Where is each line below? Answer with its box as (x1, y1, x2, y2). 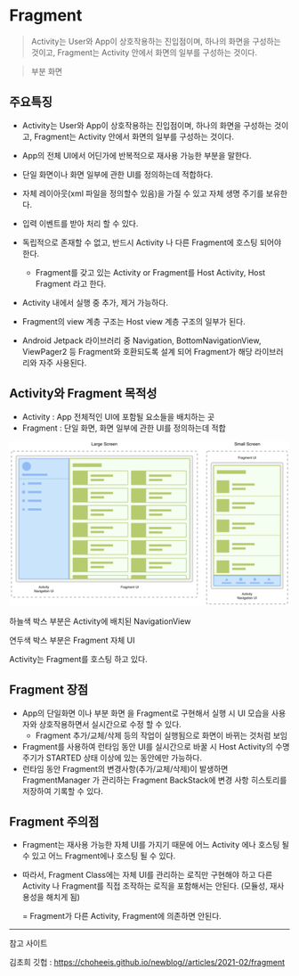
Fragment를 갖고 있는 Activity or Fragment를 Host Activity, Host (35, 267, 265, 277)
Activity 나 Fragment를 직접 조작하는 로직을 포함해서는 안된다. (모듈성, (21, 881, 269, 891)
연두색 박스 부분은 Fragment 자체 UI (9, 635, 135, 645)
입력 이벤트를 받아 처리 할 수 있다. (21, 217, 139, 228)
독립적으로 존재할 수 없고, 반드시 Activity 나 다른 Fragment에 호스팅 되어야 (21, 237, 282, 248)
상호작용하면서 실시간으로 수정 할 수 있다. (38, 718, 182, 729)
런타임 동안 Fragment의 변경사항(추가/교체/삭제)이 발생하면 (21, 763, 229, 774)
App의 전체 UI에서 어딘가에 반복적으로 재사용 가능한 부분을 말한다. (21, 150, 252, 160)
